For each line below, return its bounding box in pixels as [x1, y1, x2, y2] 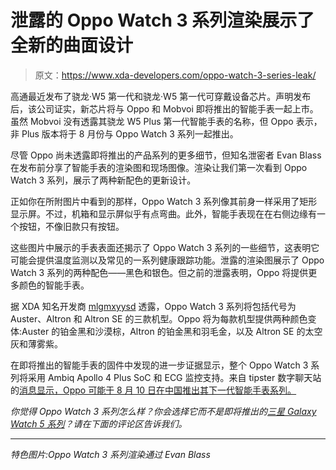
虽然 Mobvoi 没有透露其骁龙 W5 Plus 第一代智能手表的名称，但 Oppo [10, 115, 294, 127]
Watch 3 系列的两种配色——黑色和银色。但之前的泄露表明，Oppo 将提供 [10, 266, 309, 278]
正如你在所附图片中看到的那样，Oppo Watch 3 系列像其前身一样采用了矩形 [10, 195, 318, 207]
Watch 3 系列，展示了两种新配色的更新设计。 [10, 174, 197, 186]
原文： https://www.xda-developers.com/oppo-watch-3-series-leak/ [34, 69, 317, 81]
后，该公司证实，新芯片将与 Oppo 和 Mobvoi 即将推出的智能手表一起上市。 [10, 102, 319, 115]
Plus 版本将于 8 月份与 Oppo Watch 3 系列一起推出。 [21, 127, 239, 140]
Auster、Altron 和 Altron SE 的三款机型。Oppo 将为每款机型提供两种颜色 [10, 312, 308, 325]
